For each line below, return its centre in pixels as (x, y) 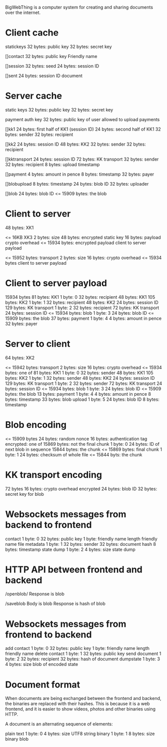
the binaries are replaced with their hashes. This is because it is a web (77, 704)
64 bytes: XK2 (20, 358)
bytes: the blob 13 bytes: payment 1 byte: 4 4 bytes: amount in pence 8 (78, 394)
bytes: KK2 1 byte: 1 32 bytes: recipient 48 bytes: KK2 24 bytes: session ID (82, 302)
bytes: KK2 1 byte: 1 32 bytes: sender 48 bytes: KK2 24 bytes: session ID (80, 378)
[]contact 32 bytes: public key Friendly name (51, 56)
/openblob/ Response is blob (35, 594)
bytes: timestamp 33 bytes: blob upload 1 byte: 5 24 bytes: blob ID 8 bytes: (82, 399)
